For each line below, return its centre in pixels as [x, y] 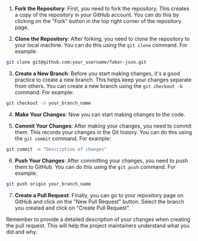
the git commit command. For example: [63, 138]
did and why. [22, 232]
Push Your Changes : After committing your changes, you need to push [101, 160]
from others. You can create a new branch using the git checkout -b [99, 86]
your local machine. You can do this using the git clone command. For [101, 45]
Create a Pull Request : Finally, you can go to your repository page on [99, 195]
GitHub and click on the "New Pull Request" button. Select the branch [99, 201]
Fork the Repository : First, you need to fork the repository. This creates [102, 9]
